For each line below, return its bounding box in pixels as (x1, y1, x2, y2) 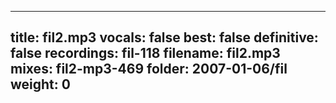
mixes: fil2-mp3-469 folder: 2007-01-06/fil (10, 61, 288, 78)
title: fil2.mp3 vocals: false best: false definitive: (10, 29, 319, 46)
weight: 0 (10, 76, 71, 93)
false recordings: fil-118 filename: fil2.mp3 (10, 45, 281, 62)
